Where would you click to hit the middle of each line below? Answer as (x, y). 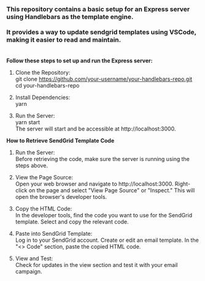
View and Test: (34, 258)
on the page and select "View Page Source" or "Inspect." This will (112, 190)
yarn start (28, 122)
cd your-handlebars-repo (47, 86)
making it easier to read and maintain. (64, 40)
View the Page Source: (44, 178)
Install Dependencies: (43, 97)
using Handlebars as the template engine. (70, 17)
